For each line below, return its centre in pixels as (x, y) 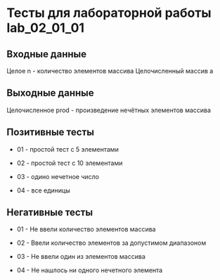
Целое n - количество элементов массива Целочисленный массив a (110, 71)
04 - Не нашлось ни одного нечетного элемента (90, 270)
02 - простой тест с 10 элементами (70, 163)
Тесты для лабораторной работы (109, 13)
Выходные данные (50, 93)
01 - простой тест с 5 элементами (67, 149)
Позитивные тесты (50, 132)
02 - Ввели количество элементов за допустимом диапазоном (111, 243)
